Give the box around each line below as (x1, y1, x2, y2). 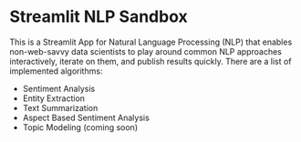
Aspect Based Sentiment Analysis (22, 112, 150, 123)
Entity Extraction (22, 93, 85, 104)
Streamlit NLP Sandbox (9, 6, 189, 27)
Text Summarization (22, 102, 99, 113)
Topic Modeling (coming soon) (22, 121, 139, 133)
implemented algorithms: (9, 66, 103, 76)
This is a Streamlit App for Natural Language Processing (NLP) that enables (9, 36, 293, 47)
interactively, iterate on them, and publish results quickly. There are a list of (9, 56, 292, 66)
